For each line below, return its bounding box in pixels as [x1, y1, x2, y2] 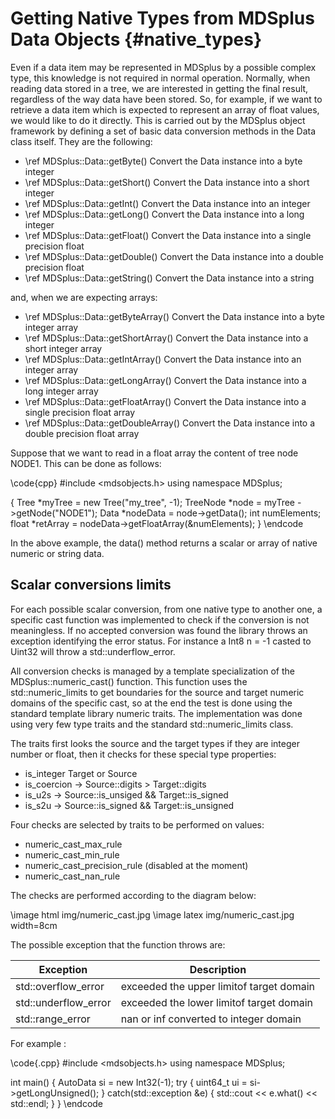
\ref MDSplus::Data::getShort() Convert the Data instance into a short [24, 176, 310, 188]
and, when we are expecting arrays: [10, 291, 158, 303]
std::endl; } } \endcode [10, 1097, 104, 1109]
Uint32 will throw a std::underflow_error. [10, 645, 176, 657]
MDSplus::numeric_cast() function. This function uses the [10, 675, 248, 687]
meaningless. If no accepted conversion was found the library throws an [10, 624, 308, 636]
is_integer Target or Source [24, 767, 138, 779]
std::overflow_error [15, 979, 105, 993]
